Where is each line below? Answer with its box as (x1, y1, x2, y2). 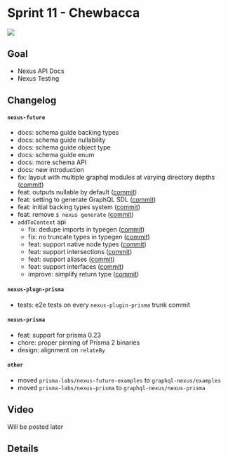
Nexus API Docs (17, 67, 65, 75)
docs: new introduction (17, 166, 84, 174)
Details (7, 443, 39, 455)
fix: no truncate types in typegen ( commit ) (27, 233, 151, 241)
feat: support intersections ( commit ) (27, 248, 133, 256)
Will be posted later (7, 423, 64, 431)
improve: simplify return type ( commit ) (27, 270, 140, 279)
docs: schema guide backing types (17, 128, 119, 137)
